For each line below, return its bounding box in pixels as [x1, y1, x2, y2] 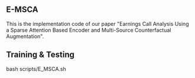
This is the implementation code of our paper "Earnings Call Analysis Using [6, 20, 189, 27]
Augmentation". [6, 32, 44, 40]
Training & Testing [6, 50, 75, 60]
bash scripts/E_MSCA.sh [6, 65, 67, 72]
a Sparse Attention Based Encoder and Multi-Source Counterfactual [6, 26, 171, 33]
